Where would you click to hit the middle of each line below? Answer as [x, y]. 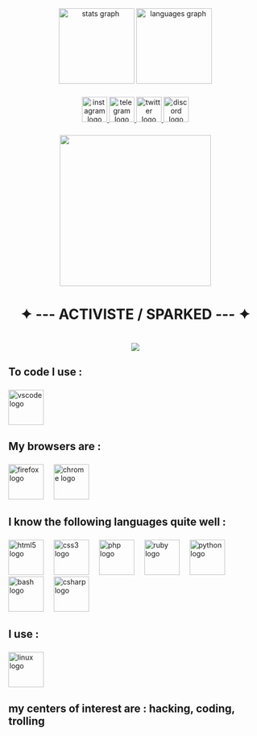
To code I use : [46, 372]
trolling [27, 721]
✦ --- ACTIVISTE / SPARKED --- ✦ [135, 314]
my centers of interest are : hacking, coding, [122, 708]
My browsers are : [55, 446]
